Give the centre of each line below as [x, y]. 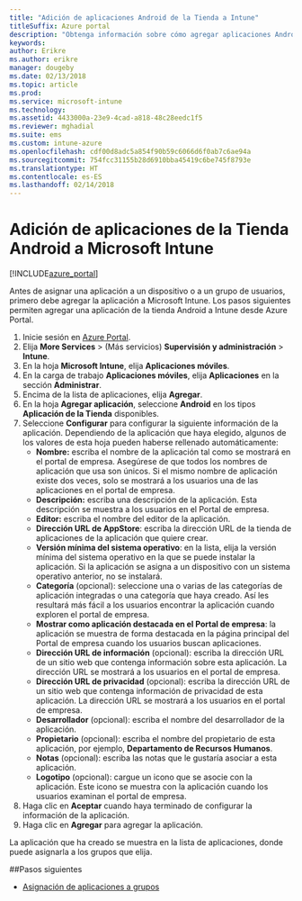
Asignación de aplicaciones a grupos [91, 887]
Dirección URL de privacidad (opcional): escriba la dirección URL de [163, 681]
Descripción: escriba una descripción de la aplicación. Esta [147, 500]
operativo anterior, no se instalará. [99, 576]
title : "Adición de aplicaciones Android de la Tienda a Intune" [134, 18]
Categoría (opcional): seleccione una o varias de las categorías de [159, 586]
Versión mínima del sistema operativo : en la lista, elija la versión [156, 548]
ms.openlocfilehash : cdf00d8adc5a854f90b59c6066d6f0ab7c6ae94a [130, 151]
